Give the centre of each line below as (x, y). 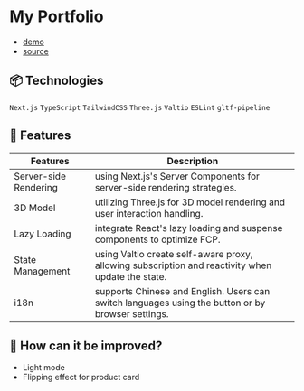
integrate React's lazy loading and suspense (189, 228)
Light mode (43, 368)
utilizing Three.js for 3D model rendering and (190, 202)
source (36, 51)
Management (42, 271)
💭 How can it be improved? (86, 345)
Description (193, 161)
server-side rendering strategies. (166, 187)
